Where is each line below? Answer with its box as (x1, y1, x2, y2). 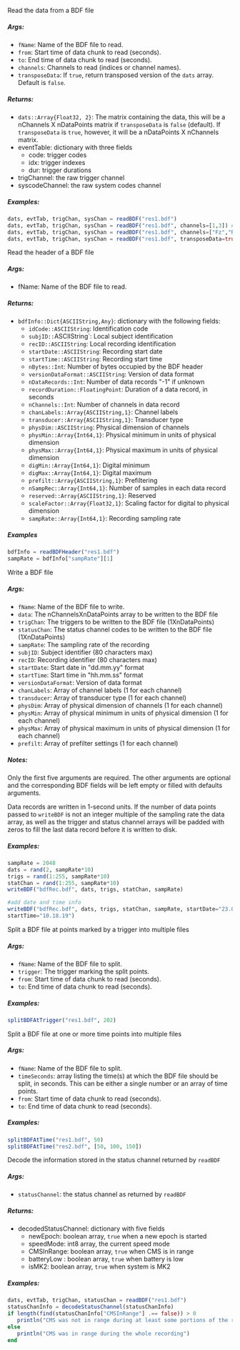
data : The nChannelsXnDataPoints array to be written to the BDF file (17, 610, 219, 619)
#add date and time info (7, 899, 81, 906)
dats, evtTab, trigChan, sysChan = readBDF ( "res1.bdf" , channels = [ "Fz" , (7, 229, 229, 236)
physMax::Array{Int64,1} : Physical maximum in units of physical (28, 446, 218, 454)
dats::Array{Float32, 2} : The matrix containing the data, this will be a (17, 112, 226, 121)
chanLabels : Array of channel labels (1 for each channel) (17, 686, 182, 695)
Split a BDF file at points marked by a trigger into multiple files (7, 925, 189, 934)
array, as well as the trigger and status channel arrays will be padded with (7, 818, 225, 826)
